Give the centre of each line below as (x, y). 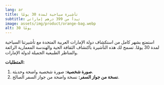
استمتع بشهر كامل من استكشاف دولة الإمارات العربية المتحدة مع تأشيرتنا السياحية (80, 42)
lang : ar (14, 10)
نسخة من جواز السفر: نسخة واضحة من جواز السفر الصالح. (66, 77)
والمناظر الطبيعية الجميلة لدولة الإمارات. (42, 53)
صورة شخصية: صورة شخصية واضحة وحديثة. (53, 72)
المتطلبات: (15, 62)
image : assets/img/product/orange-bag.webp (51, 23)
